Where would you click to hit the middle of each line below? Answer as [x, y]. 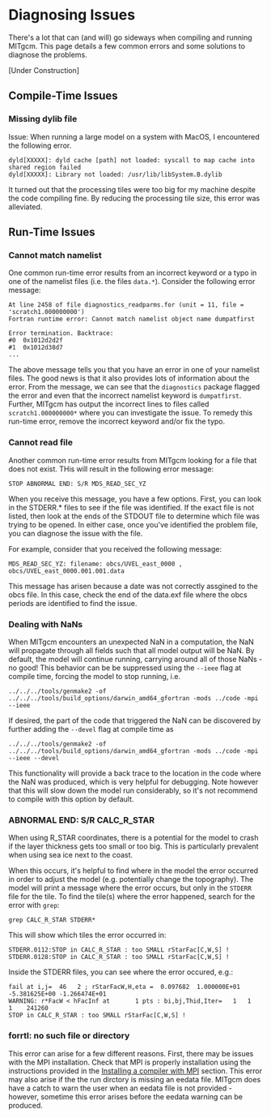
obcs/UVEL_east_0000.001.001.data [67, 571]
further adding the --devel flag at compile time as [91, 729]
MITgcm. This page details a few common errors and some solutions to [127, 45]
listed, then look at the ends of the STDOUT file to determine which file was [134, 516]
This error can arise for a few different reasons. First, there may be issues [131, 1053]
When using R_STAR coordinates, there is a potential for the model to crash [133, 838]
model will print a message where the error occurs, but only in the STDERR [130, 888]
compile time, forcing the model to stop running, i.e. [94, 676]
